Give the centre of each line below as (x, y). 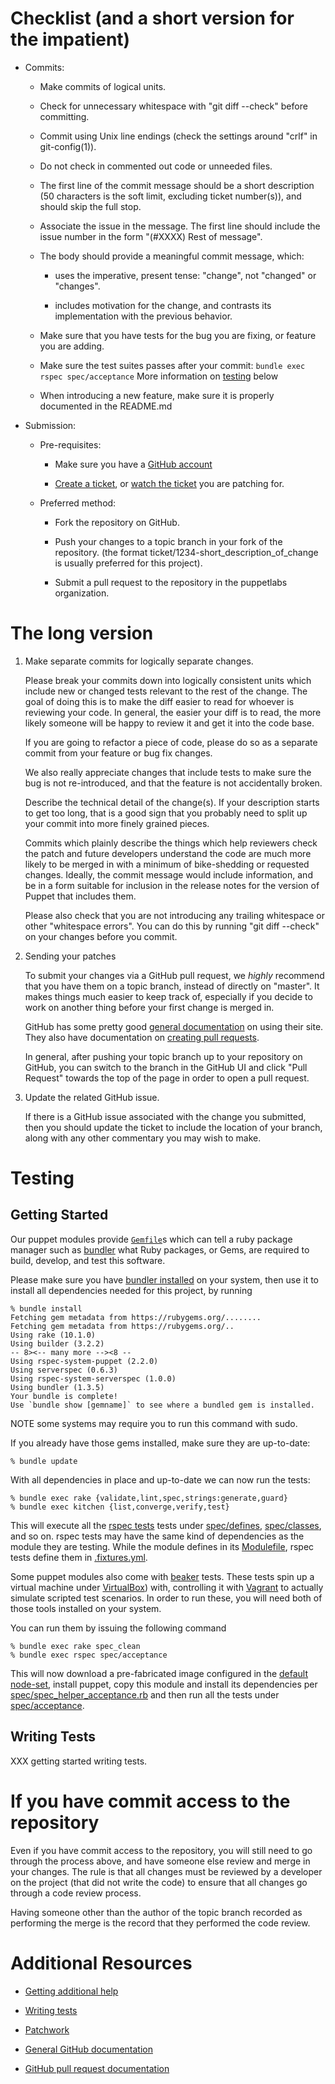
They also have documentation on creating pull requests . (142, 1037)
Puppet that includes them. (80, 896)
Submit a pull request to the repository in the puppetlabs (171, 582)
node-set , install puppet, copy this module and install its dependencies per (164, 1684)
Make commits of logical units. (103, 86)
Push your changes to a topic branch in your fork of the (168, 541)
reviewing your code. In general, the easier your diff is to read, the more (173, 712)
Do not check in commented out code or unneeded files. (156, 166)
